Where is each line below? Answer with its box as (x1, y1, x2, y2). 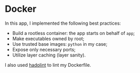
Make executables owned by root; (12, 35, 84, 42)
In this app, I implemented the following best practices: (5, 20, 121, 26)
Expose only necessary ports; (12, 46, 76, 52)
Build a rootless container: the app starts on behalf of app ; (12, 30, 135, 36)
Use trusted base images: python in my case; (12, 41, 108, 47)
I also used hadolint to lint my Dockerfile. (5, 62, 91, 68)
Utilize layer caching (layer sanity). (12, 52, 86, 58)
